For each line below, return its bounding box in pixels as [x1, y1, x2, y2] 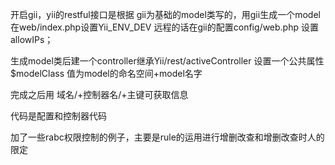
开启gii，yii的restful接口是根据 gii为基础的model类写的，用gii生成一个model [10, 9, 321, 20]
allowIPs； [10, 34, 54, 45]
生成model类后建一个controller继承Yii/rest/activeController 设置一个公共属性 [10, 55, 325, 67]
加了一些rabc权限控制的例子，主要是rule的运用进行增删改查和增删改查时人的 [10, 131, 325, 143]
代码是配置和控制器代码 [10, 110, 107, 122]
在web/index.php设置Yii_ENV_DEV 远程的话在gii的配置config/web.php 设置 [10, 21, 319, 33]
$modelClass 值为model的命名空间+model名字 [10, 68, 203, 79]
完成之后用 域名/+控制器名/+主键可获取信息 [10, 89, 189, 100]
